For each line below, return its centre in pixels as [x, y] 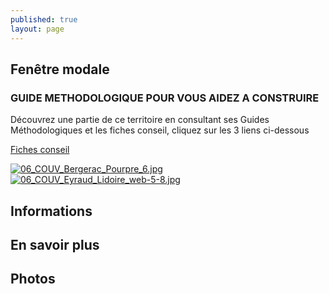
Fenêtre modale [60, 69]
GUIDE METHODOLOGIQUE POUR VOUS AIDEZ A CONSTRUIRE [165, 98]
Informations [51, 211]
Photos [33, 279]
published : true [44, 19]
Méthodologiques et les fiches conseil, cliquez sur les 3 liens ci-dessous [160, 130]
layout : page [37, 29]
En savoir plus [55, 244]
